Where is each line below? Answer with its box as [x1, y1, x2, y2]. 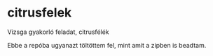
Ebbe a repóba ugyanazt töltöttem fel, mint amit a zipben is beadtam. [7, 41, 207, 49]
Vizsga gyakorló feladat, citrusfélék [7, 28, 110, 36]
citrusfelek [7, 5, 72, 21]
